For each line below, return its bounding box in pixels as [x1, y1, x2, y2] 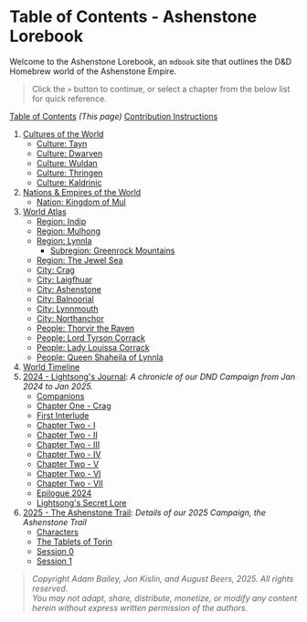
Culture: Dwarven [36, 148, 103, 159]
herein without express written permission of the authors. [31, 602, 249, 613]
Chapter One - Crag [36, 400, 111, 411]
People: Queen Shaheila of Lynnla [36, 352, 164, 363]
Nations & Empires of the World [22, 186, 142, 197]
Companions [36, 390, 85, 401]
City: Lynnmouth [36, 303, 99, 314]
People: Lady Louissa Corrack [36, 342, 150, 353]
